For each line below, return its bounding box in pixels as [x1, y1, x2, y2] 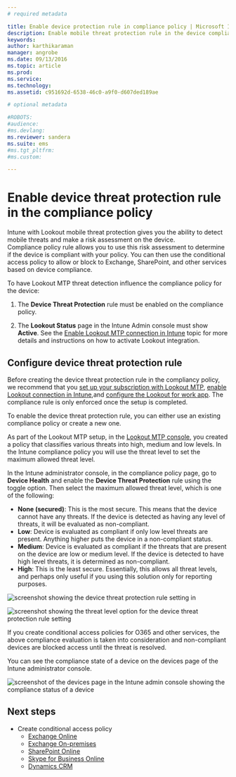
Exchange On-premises [27, 739, 97, 747]
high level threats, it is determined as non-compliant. [17, 557, 170, 566]
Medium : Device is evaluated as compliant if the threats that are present [17, 542, 227, 550]
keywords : [7, 36, 37, 43]
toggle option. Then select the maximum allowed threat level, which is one [7, 484, 222, 492]
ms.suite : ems [7, 140, 49, 147]
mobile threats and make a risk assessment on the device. [7, 235, 176, 244]
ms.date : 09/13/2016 [7, 56, 68, 63]
